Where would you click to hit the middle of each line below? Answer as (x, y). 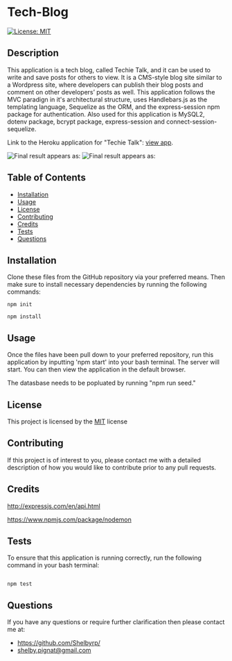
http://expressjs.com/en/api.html (54, 506)
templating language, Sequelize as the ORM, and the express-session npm (114, 107)
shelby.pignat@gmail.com (54, 651)
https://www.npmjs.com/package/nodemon (69, 519)
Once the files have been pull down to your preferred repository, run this (110, 355)
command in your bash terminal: (53, 565)
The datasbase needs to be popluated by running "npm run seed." (101, 383)
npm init (20, 305)
